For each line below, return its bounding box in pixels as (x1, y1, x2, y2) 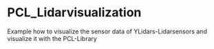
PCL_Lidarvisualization (7, 5, 142, 20)
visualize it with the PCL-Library (7, 34, 98, 42)
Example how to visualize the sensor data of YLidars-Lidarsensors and (7, 27, 208, 35)
